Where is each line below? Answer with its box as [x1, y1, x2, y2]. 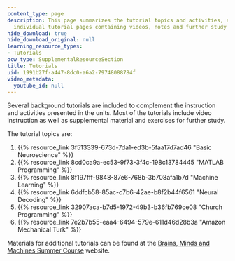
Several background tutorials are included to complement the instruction [7, 101, 216, 109]
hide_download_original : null [7, 36, 96, 43]
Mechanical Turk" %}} [17, 225, 82, 234]
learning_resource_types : [7, 43, 83, 50]
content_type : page [7, 10, 64, 18]
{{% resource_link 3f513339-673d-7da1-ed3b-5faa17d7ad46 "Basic [17, 143, 212, 152]
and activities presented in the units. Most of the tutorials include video [7, 109, 212, 117]
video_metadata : [7, 75, 55, 83]
